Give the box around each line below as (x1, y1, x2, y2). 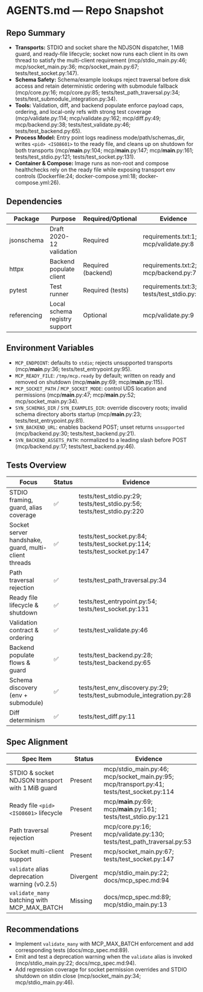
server (9, 528, 28, 537)
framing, (9, 496, 33, 504)
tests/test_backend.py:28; (78, 651, 153, 660)
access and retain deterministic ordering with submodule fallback (14, 82, 178, 90)
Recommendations (6, 924, 79, 934)
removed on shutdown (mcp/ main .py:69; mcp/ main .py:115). (14, 378, 164, 385)
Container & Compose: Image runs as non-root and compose (14, 160, 169, 167)
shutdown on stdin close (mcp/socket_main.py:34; (14, 973, 141, 980)
